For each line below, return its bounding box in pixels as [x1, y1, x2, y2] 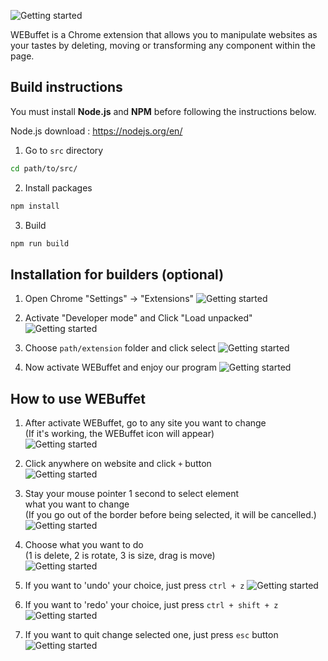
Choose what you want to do [24, 539, 144, 551]
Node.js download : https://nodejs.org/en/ [10, 125, 183, 137]
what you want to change [24, 498, 130, 510]
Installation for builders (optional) [10, 266, 225, 283]
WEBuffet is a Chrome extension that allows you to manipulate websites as [10, 29, 318, 40]
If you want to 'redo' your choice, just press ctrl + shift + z [24, 599, 279, 611]
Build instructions [10, 79, 123, 96]
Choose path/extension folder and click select [24, 342, 216, 354]
